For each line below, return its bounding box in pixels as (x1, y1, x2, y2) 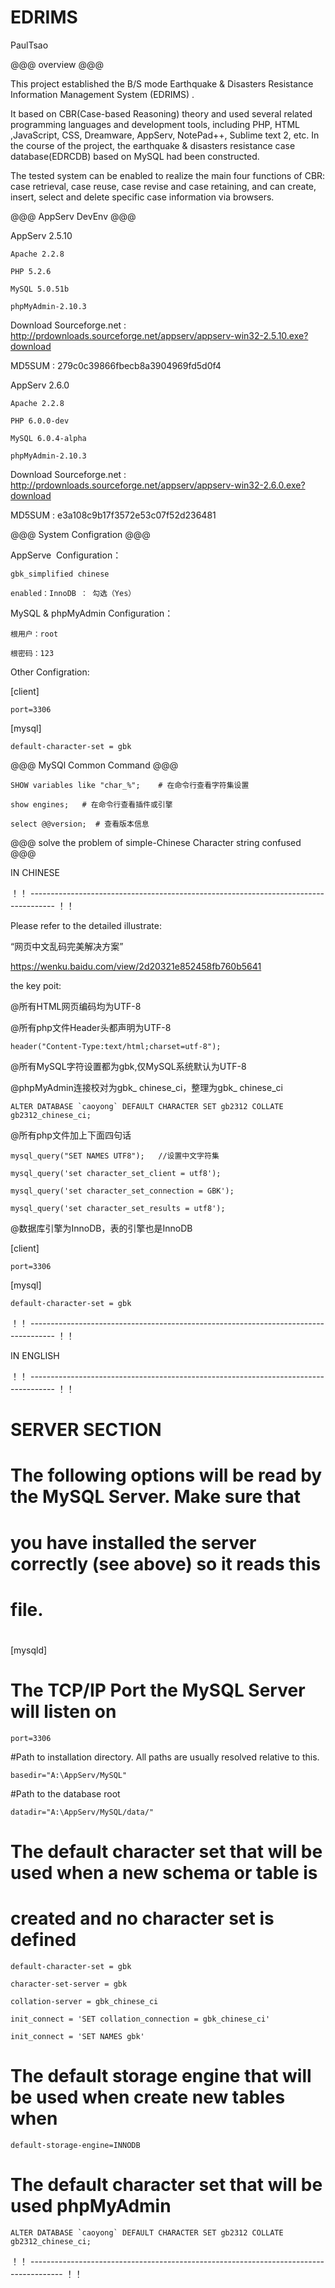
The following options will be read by (10, 1464, 323, 1487)
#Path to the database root (10, 1787, 121, 1800)
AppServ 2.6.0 (10, 379, 70, 391)
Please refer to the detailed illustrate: (10, 919, 162, 931)
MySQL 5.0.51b (10, 284, 70, 294)
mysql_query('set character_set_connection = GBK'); (10, 1186, 235, 1196)
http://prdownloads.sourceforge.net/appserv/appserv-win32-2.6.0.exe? (10, 479, 306, 491)
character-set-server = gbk (10, 1979, 128, 1989)
